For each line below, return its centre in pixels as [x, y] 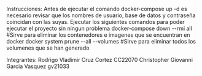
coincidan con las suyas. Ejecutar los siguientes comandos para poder [96, 22]
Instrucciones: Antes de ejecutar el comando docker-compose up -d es [97, 9]
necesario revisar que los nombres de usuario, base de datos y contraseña [101, 15]
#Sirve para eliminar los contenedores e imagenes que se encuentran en [98, 35]
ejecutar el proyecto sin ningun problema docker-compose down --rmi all [99, 28]
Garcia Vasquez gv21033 [38, 66]
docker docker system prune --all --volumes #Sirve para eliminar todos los [101, 41]
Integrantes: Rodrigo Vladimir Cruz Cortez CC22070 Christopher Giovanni [100, 60]
